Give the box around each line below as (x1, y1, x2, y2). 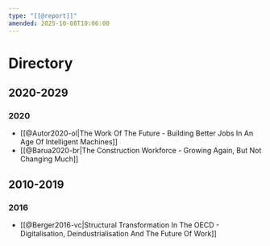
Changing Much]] (19, 154, 79, 164)
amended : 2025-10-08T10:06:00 (8, 19, 110, 27)
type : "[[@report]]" (8, 11, 78, 20)
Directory (8, 54, 73, 73)
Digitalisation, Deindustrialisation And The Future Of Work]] (19, 229, 218, 239)
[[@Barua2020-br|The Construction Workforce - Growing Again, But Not (19, 146, 262, 156)
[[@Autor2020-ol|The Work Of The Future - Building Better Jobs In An (19, 128, 254, 138)
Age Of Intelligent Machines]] (19, 137, 118, 147)
